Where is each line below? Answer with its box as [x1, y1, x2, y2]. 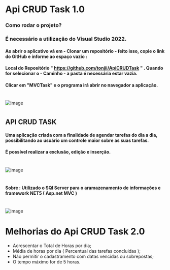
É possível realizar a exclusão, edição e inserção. [5, 149, 111, 155]
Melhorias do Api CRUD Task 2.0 [5, 226, 145, 237]
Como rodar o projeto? [5, 22, 62, 29]
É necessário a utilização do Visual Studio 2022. [5, 36, 127, 43]
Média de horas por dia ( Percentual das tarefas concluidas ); [12, 248, 141, 254]
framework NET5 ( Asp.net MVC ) [5, 190, 77, 196]
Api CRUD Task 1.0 [5, 4, 85, 15]
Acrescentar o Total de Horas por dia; [12, 243, 91, 249]
